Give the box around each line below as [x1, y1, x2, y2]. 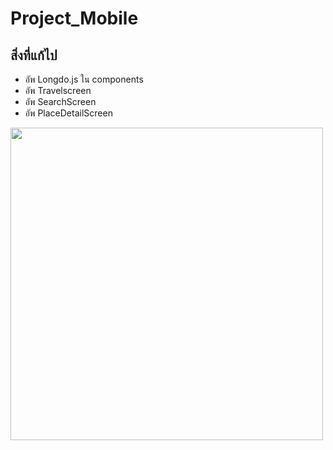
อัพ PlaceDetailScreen [24, 107, 113, 119]
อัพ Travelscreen [24, 85, 92, 96]
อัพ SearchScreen [24, 96, 97, 107]
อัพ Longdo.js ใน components [24, 73, 144, 85]
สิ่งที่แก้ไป [10, 47, 58, 64]
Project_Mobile [10, 7, 139, 30]
